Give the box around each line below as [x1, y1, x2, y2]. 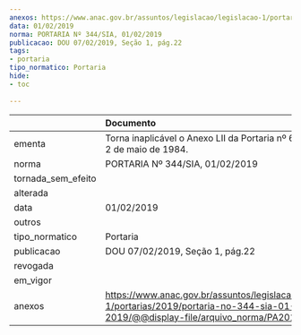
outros [13, 216, 42, 228]
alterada [13, 186, 49, 199]
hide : [9, 72, 30, 81]
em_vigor [13, 274, 52, 287]
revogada [13, 259, 54, 271]
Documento [105, 116, 157, 129]
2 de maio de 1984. [105, 142, 189, 155]
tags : [9, 47, 30, 56]
